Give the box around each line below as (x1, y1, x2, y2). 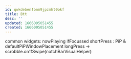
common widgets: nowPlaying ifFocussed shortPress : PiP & (5, 38, 126, 44)
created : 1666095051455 (5, 25, 54, 30)
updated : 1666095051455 (5, 20, 54, 26)
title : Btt (5, 12, 27, 16)
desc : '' (5, 16, 23, 21)
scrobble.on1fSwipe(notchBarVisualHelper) (5, 49, 92, 55)
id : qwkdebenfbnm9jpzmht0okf (5, 7, 65, 12)
